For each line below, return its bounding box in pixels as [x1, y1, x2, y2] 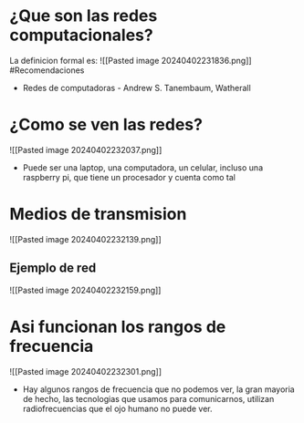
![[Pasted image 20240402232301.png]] [9, 366, 162, 377]
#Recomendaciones [9, 65, 85, 76]
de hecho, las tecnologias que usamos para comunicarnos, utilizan [22, 393, 275, 404]
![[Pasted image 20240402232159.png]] [9, 284, 162, 295]
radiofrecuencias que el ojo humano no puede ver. [22, 403, 213, 414]
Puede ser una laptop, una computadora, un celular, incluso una [22, 161, 263, 173]
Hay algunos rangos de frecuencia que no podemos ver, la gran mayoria [22, 384, 295, 395]
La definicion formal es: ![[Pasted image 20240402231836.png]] [9, 55, 253, 66]
